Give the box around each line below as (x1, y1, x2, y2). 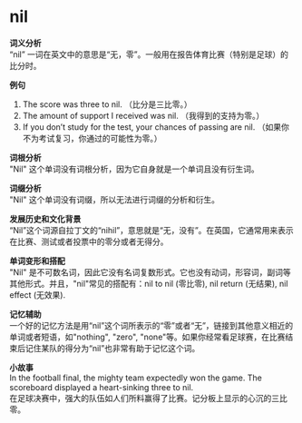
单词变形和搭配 (9, 255, 65, 266)
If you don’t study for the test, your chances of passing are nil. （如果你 (22, 121, 290, 133)
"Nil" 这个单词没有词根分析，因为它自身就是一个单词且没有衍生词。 (9, 163, 260, 174)
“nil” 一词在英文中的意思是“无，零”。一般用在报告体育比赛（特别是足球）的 (9, 48, 288, 60)
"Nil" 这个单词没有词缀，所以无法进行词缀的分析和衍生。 (9, 193, 220, 205)
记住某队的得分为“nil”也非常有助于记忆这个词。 (24, 342, 200, 353)
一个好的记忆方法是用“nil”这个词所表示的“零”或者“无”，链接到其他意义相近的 (9, 320, 294, 330)
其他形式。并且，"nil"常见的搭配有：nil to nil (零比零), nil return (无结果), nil (9, 278, 288, 289)
